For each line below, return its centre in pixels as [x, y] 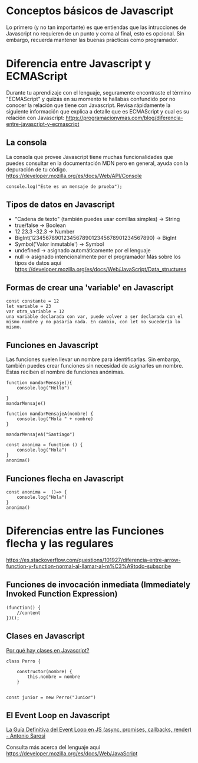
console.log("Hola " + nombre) [55, 419]
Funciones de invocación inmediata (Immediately [98, 585]
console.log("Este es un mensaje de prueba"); [64, 186]
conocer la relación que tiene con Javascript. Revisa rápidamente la [88, 105]
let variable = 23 [29, 306]
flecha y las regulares [60, 543]
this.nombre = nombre [54, 677]
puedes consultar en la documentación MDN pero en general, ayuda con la [97, 163]
